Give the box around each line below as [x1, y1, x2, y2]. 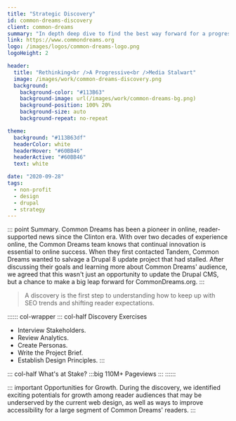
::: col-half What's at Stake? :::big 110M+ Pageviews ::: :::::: [7, 370, 176, 378]
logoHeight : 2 [7, 50, 49, 57]
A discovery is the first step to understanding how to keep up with [24, 291, 216, 300]
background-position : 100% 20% [20, 102, 112, 109]
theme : [7, 128, 27, 135]
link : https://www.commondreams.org [7, 37, 114, 44]
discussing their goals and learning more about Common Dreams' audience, [7, 262, 228, 271]
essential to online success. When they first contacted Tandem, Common [7, 248, 219, 256]
